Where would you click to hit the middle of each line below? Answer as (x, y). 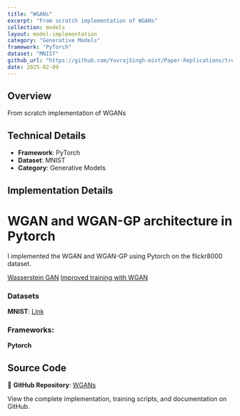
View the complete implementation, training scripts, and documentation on (117, 399)
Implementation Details (60, 190)
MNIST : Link (26, 311)
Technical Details (47, 135)
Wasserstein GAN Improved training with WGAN (78, 277)
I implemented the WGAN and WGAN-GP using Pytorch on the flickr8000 (115, 256)
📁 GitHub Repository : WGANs (52, 385)
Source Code (37, 368)
